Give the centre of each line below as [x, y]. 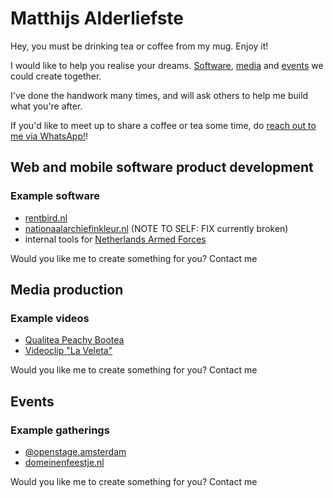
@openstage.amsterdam [75, 451]
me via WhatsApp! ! [49, 136]
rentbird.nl [46, 218]
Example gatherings [60, 430]
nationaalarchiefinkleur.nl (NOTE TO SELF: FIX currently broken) [156, 228]
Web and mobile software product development [162, 167]
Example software [55, 196]
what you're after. [46, 106]
